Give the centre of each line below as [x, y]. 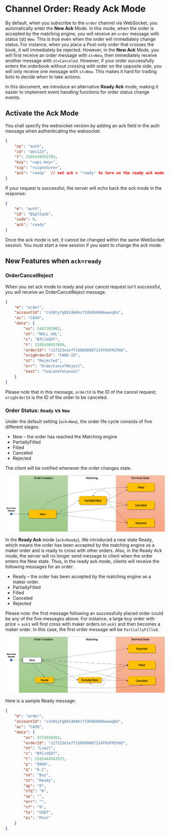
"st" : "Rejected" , [43, 361]
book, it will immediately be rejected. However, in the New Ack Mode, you [82, 50]
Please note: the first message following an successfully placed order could [84, 613]
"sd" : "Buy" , [37, 775]
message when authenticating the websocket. [53, 131]
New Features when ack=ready [53, 261]
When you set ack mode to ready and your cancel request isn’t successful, [83, 287]
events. [13, 97]
